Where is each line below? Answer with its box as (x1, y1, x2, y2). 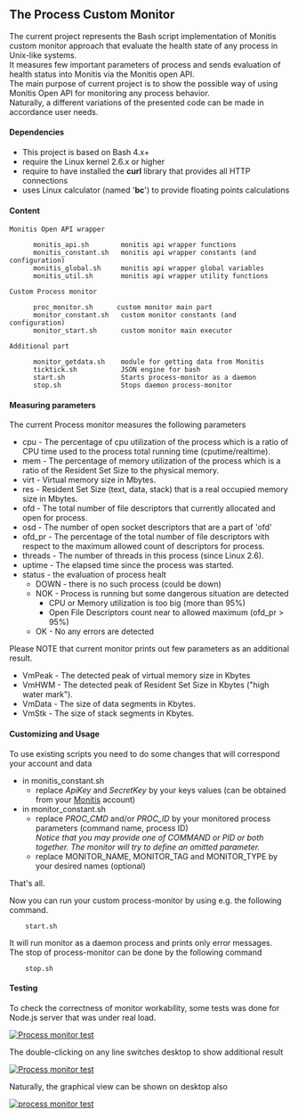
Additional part (9, 342, 69, 351)
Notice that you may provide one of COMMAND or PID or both (35, 832, 264, 843)
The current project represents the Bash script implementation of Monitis (9, 30, 277, 41)
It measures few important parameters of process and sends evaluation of (9, 59, 281, 70)
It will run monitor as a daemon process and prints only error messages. (9, 937, 273, 948)
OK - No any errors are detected (35, 626, 154, 637)
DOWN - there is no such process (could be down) (35, 579, 222, 589)
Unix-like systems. (9, 49, 77, 61)
